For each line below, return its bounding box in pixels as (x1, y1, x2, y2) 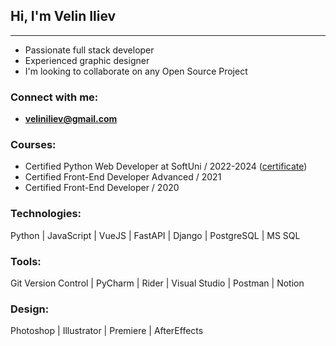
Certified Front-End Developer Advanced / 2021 (24, 171, 222, 183)
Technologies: (10, 207, 82, 221)
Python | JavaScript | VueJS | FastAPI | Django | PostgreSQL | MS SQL (10, 229, 301, 241)
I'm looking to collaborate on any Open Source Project (24, 65, 248, 77)
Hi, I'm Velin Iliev (10, 8, 117, 25)
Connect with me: (10, 90, 99, 104)
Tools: (10, 254, 42, 268)
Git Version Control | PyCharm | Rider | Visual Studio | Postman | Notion (10, 277, 305, 289)
